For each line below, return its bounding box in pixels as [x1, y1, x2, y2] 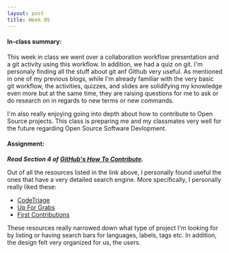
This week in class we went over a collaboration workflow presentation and [7, 53, 219, 61]
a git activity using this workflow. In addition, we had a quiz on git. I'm [7, 59, 203, 68]
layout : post [7, 10, 44, 17]
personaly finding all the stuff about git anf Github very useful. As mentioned [7, 67, 223, 75]
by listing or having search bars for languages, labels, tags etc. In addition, [7, 230, 217, 239]
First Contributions [16, 210, 70, 219]
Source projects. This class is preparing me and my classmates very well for [7, 117, 222, 125]
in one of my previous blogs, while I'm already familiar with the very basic [7, 75, 214, 83]
